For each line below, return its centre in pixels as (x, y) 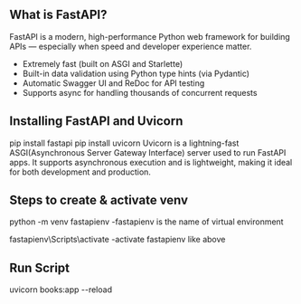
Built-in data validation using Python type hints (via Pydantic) (136, 73)
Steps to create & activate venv (99, 200)
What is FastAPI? (58, 15)
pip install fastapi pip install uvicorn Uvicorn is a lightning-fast (124, 143)
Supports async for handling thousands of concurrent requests (140, 92)
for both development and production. (80, 172)
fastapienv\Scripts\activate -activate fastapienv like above (118, 240)
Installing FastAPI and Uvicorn (96, 121)
